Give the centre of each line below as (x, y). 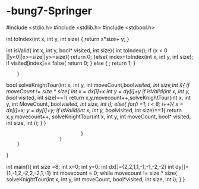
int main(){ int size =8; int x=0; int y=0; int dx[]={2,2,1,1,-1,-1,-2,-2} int (90, 166)
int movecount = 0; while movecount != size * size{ (115, 173)
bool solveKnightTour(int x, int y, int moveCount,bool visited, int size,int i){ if (98, 85)
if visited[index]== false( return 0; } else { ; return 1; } (71, 63)
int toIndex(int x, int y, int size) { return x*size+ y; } (68, 39)
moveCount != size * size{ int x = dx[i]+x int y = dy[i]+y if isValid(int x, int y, (98, 91)
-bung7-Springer (49, 11)
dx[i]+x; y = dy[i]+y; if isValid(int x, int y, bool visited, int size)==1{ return (94, 110)
